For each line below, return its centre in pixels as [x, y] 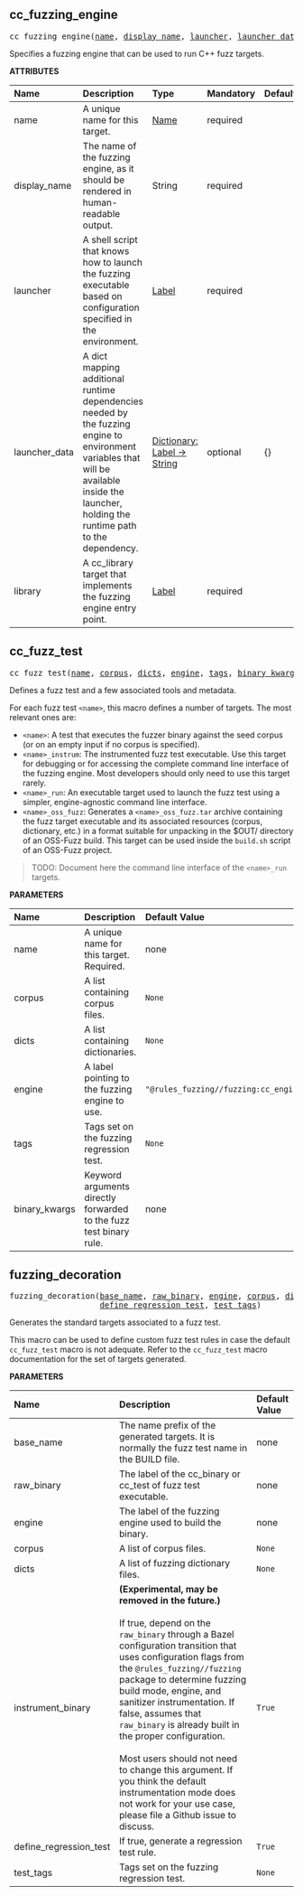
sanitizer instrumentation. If [177, 1703]
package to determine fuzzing [182, 1680]
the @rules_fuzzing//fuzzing [180, 1668]
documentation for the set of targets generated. [98, 1359]
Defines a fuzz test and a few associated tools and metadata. [123, 690]
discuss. [137, 1826]
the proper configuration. [172, 1736]
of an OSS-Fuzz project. [67, 849]
